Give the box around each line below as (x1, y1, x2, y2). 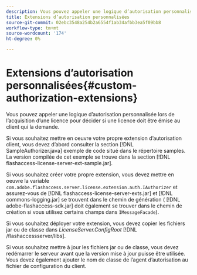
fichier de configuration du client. (6, 262, 87, 269)
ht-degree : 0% (6, 36, 41, 42)
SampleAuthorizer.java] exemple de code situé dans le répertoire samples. (6, 147, 186, 154)
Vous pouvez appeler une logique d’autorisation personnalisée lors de (6, 110, 175, 118)
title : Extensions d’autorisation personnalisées (6, 14, 130, 20)
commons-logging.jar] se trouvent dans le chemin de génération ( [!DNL (6, 196, 181, 203)
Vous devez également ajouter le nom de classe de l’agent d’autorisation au (6, 256, 189, 263)
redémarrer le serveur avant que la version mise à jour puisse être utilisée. (6, 250, 186, 257)
